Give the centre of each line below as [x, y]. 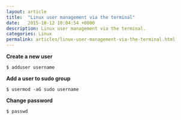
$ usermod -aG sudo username [43, 90]
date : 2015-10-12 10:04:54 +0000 [51, 23]
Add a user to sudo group [38, 79]
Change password [29, 100]
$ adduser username [31, 67]
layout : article [26, 12]
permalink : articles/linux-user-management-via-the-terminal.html [91, 39]
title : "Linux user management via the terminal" [71, 17]
